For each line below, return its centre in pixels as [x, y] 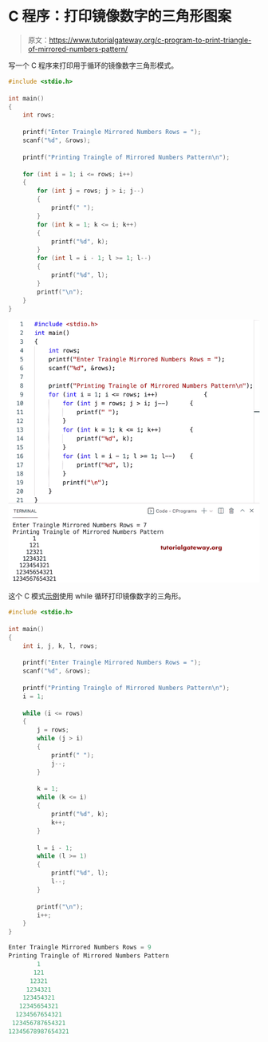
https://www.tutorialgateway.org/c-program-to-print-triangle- [150, 40]
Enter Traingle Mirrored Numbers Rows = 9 [80, 947]
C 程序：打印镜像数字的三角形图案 [120, 16]
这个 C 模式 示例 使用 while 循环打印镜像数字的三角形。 [97, 596]
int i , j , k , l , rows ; [60, 646]
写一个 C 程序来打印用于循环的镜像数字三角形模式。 [93, 65]
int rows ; [39, 115]
